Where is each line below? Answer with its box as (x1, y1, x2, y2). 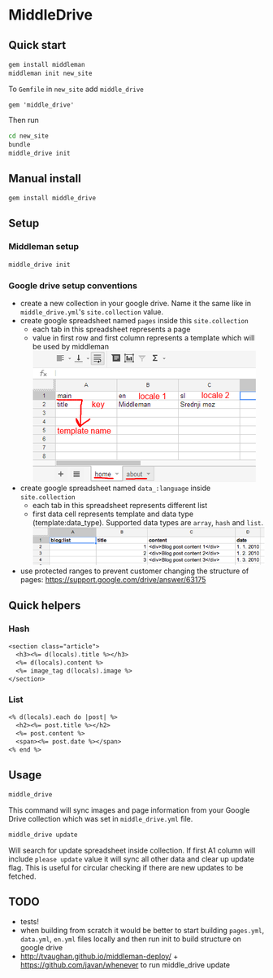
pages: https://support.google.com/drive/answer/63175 (19, 575, 206, 585)
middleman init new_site (8, 69, 93, 77)
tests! (19, 916, 39, 926)
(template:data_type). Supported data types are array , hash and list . (32, 517, 264, 527)
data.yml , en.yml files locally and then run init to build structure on (19, 934, 242, 944)
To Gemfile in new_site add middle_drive (8, 84, 145, 94)
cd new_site (8, 132, 49, 140)
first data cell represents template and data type (32, 509, 193, 519)
